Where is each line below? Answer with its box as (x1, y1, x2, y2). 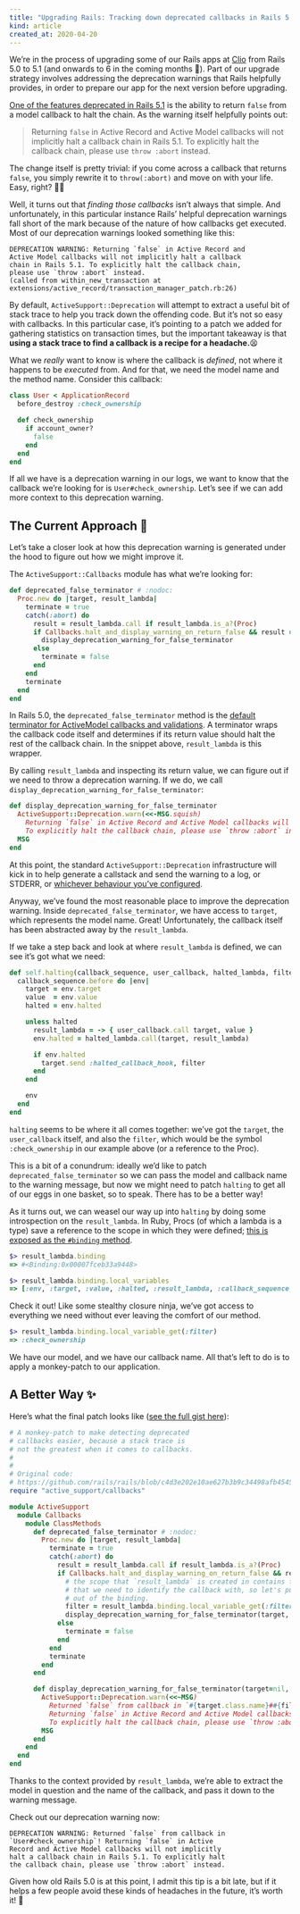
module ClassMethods (25, 1519, 102, 1528)
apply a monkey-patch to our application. (9, 1361, 161, 1372)
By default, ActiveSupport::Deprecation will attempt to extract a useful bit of (9, 300, 290, 311)
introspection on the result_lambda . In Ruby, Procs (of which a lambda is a (9, 1216, 283, 1226)
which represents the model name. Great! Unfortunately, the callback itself (9, 915, 283, 925)
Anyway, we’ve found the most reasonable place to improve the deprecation (9, 895, 290, 907)
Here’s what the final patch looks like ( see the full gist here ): (9, 1410, 229, 1421)
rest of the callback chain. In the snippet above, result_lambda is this (9, 739, 262, 749)
